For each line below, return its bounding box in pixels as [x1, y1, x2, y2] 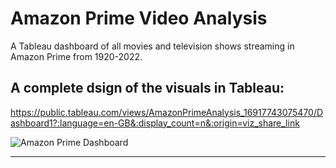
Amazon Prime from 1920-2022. [10, 50, 143, 62]
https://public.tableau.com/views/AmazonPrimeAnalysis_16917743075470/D [10, 106, 324, 118]
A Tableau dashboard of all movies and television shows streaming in [10, 40, 295, 52]
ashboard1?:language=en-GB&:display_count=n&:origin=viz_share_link [10, 117, 300, 129]
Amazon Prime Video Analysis [10, 7, 268, 30]
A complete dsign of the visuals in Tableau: [10, 80, 285, 97]
